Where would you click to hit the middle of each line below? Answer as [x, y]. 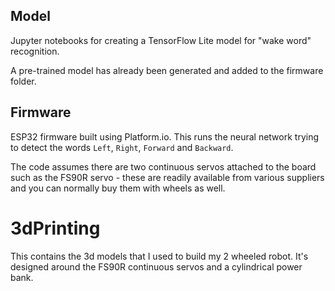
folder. [23, 81]
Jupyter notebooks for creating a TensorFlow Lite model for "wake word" [161, 40]
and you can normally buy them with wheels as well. [118, 188]
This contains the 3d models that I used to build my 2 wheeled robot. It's [159, 256]
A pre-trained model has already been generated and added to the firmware [167, 70]
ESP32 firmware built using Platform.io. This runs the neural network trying [165, 136]
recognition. [35, 51]
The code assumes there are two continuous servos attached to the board [163, 166]
